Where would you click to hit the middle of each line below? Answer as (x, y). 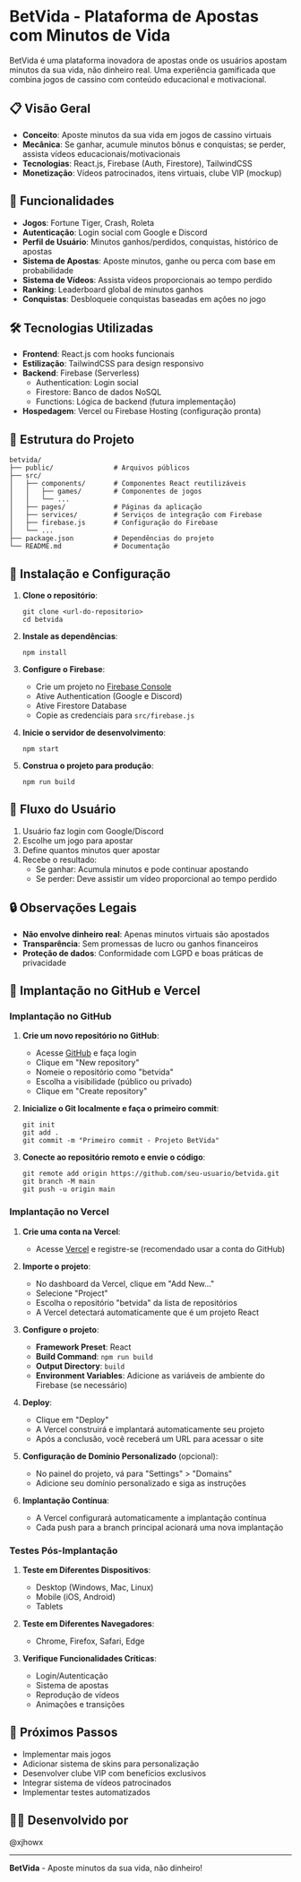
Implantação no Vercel (59, 1212)
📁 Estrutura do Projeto (72, 440)
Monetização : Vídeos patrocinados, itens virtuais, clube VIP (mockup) (152, 173)
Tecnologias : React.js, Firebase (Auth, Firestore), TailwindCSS (137, 163)
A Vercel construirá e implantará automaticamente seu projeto (150, 1429)
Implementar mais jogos (67, 1754)
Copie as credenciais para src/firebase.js (115, 715)
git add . (41, 1133)
